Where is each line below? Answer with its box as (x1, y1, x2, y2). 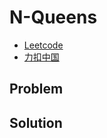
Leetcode (23, 39, 64, 51)
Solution (9, 114, 63, 131)
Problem (9, 81, 64, 98)
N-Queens (9, 6, 98, 29)
